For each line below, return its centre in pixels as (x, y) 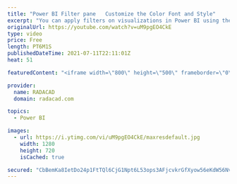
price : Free (25, 40)
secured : (20, 170)
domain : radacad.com (44, 99)
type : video (25, 34)
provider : (22, 86)
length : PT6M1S (30, 47)
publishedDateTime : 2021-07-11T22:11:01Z (69, 54)
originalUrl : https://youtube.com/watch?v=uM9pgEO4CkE (90, 27)
